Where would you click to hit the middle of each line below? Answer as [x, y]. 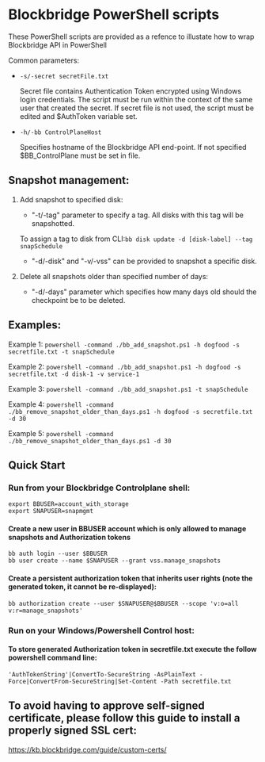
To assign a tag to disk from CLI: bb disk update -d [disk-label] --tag [136, 239]
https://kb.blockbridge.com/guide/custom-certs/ [88, 749]
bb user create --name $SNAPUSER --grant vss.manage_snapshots [115, 561]
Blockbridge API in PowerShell [58, 44]
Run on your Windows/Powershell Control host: [102, 630]
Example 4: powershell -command [61, 404]
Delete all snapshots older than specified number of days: [114, 276]
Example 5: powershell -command [61, 433]
